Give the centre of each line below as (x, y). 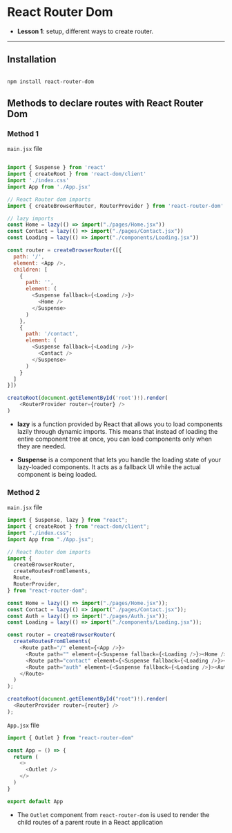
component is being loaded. (57, 474)
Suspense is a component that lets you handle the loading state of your (119, 459)
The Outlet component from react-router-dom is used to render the (113, 814)
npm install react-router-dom (51, 81)
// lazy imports (30, 218)
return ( (26, 757)
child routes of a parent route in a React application (90, 822)
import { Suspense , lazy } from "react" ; (68, 520)
